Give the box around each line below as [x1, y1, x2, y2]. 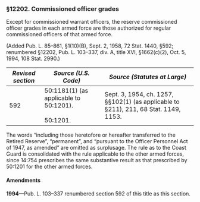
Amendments [6, 176, 40, 184]
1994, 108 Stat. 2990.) [6, 55, 61, 62]
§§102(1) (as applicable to [104, 97, 180, 106]
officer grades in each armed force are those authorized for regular [6, 24, 171, 31]
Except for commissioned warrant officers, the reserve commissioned [6, 18, 177, 26]
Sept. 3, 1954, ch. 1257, [104, 90, 174, 99]
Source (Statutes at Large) [109, 73, 187, 81]
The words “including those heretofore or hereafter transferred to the [6, 131, 176, 138]
